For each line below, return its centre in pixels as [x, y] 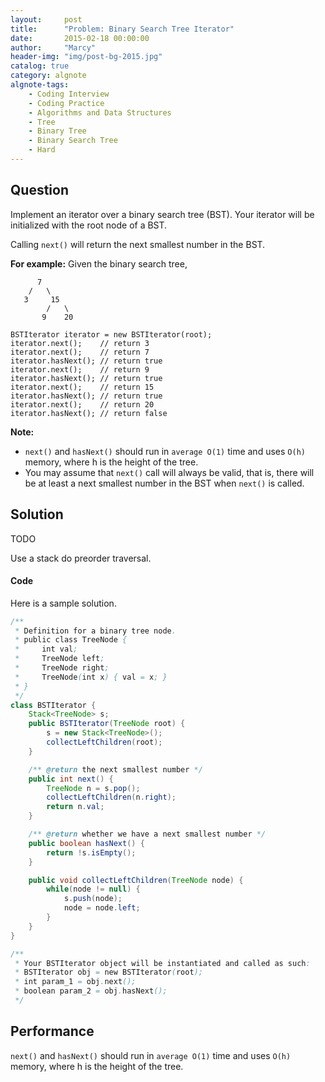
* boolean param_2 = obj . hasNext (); [91, 991]
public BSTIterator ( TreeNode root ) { [107, 724]
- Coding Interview [69, 94]
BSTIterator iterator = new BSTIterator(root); [111, 334]
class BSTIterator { [53, 705]
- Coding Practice [66, 103]
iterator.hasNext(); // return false [89, 413]
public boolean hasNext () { [86, 843]
